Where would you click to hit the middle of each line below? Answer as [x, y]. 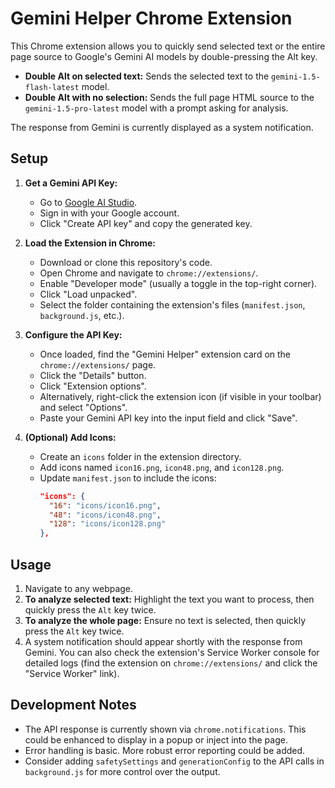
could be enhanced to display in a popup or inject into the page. [156, 739]
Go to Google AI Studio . [88, 202]
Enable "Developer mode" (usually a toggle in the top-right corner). [178, 283]
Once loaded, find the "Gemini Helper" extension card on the [165, 354]
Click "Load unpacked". [88, 294]
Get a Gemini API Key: [71, 183]
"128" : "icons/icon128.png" [107, 524]
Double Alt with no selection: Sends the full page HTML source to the [169, 97]
